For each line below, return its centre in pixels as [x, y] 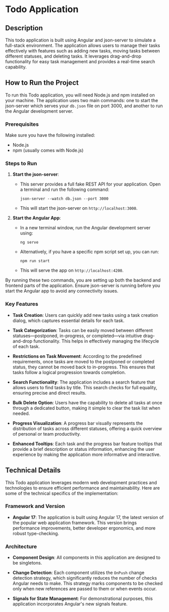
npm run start [35, 261]
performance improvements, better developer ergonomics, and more [84, 528]
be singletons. [27, 563]
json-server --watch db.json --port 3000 [64, 199]
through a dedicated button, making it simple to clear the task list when [86, 408]
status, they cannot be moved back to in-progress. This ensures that [84, 367]
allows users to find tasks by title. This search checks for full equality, [85, 387]
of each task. [26, 346]
